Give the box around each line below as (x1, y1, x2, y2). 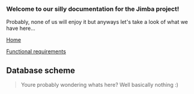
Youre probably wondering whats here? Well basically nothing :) (20, 81, 178, 89)
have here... (6, 25, 36, 32)
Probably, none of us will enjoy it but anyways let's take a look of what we (6, 19, 189, 26)
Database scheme (6, 65, 75, 75)
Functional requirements (6, 48, 66, 55)
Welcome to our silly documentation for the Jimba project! (6, 5, 180, 13)
